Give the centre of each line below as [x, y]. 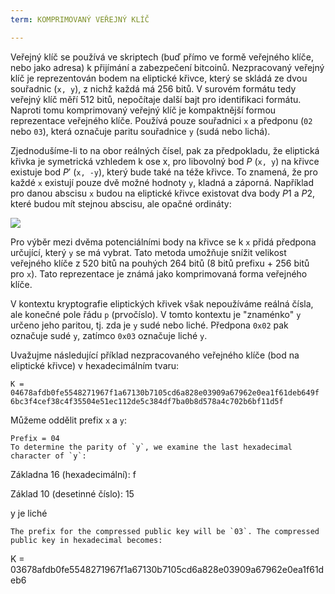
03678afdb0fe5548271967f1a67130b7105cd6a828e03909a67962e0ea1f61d [167, 569]
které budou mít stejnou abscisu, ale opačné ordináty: [121, 203]
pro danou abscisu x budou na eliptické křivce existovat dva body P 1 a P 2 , [163, 193]
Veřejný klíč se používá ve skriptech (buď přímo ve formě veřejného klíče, [162, 57]
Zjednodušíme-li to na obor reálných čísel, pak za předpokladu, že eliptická [165, 150]
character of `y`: [48, 456]
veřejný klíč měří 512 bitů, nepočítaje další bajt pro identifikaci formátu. [156, 99]
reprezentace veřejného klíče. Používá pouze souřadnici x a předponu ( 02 [161, 120]
